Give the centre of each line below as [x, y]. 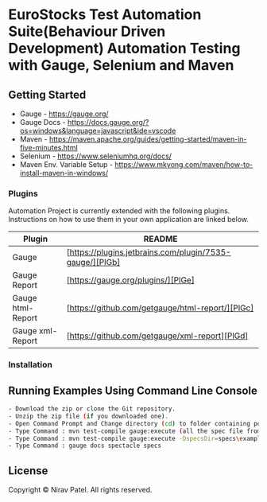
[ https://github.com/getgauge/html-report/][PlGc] [160, 308]
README [161, 239]
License [28, 471]
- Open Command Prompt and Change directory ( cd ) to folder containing [129, 423]
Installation [31, 365]
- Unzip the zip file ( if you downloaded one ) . [89, 416]
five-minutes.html [48, 148]
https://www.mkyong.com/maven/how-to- [184, 164]
